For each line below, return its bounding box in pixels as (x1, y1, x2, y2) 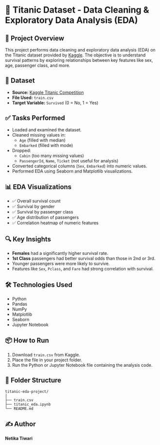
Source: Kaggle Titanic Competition (12, 89, 84, 95)
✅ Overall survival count (12, 198, 61, 204)
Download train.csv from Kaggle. (12, 352, 80, 357)
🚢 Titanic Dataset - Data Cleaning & (5, 4, 149, 16)
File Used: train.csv (12, 94, 54, 100)
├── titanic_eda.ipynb (5, 402, 51, 407)
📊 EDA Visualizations (5, 183, 72, 191)
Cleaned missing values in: (12, 132, 66, 138)
